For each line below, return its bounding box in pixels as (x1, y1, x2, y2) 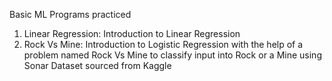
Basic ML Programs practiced (9, 9, 132, 20)
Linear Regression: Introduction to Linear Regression (23, 28, 241, 39)
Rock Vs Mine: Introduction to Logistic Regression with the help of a (23, 39, 304, 50)
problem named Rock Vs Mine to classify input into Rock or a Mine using (23, 49, 322, 61)
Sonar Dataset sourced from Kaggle (23, 60, 172, 71)
